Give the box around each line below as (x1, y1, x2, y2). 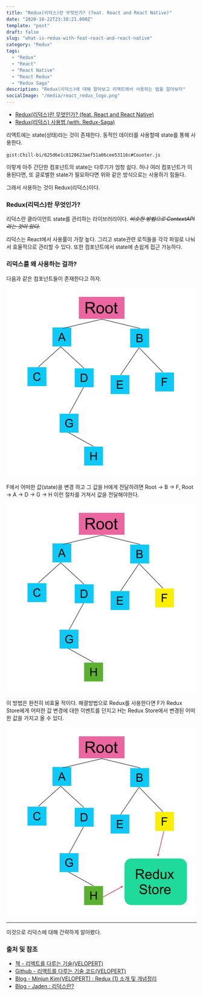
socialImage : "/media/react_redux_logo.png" (6, 93, 120, 99)
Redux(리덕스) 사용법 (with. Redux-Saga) (14, 119, 115, 125)
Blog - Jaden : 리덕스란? (14, 982, 74, 989)
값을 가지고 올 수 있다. (12, 714, 65, 721)
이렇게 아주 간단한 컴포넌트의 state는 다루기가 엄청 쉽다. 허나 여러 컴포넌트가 (6, 163, 186, 171)
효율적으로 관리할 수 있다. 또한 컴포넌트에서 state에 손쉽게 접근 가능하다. (12, 243, 183, 251)
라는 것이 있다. (6, 223, 40, 230)
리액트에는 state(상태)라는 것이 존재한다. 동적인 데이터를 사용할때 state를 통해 (6, 131, 190, 139)
